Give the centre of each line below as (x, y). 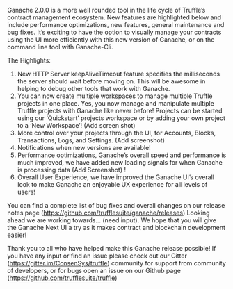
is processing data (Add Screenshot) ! (72, 170)
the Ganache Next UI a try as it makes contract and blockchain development (116, 228)
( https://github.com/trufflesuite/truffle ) (62, 278)
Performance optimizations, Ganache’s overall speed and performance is (122, 155)
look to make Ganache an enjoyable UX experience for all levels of (112, 184)
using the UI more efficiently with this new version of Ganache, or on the (111, 40)
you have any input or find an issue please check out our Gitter (97, 256)
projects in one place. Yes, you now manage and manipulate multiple (115, 103)
